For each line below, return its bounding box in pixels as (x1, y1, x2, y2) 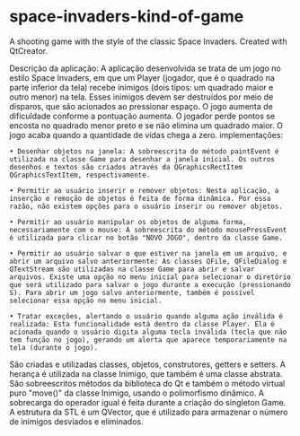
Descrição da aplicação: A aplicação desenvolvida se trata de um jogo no (9, 63, 281, 74)
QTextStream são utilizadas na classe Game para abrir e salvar (9, 265, 255, 274)
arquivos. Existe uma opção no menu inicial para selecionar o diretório (9, 272, 292, 282)
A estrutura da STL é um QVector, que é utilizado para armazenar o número (9, 406, 288, 417)
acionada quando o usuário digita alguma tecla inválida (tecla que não (9, 327, 287, 336)
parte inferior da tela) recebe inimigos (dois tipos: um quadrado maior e (9, 82, 274, 92)
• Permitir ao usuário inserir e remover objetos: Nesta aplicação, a (9, 186, 279, 195)
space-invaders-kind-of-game (9, 6, 244, 27)
